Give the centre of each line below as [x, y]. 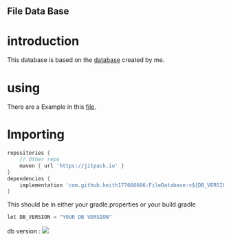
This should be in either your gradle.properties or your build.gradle [101, 205]
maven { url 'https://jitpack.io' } [72, 166]
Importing [36, 135]
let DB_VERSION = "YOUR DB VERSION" [59, 217]
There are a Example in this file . [52, 107]
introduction [43, 41]
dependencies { [29, 178]
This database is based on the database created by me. [86, 60]
